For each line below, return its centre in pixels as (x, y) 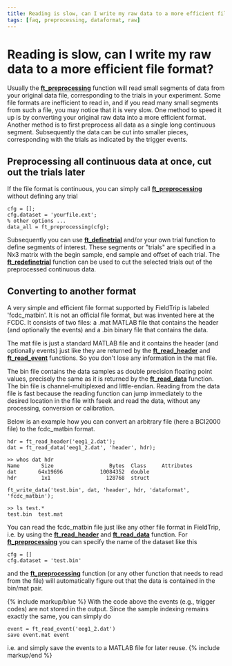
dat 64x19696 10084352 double (78, 472)
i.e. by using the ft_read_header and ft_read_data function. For (97, 534)
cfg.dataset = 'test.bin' (44, 561)
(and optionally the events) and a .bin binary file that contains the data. (108, 330)
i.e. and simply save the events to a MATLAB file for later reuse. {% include (114, 648)
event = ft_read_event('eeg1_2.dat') (61, 629)
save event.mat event (38, 635)
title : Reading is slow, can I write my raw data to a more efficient (111, 13)
